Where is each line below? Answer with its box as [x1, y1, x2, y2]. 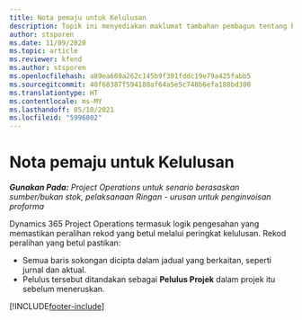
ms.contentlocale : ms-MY [9, 96, 102, 106]
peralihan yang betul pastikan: [9, 237, 121, 248]
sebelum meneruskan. [22, 284, 105, 295]
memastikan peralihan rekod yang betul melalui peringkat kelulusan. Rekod [9, 228, 287, 239]
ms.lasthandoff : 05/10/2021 [9, 105, 115, 114]
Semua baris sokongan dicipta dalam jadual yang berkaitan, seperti [22, 255, 272, 266]
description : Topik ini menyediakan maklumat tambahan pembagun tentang [9, 22, 288, 31]
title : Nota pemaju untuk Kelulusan [9, 13, 147, 22]
